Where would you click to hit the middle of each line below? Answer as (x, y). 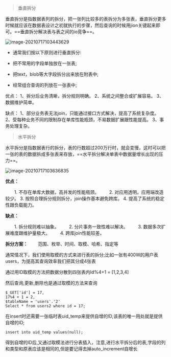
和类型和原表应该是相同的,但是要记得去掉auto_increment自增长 (71, 349)
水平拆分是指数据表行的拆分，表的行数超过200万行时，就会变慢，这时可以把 (86, 148)
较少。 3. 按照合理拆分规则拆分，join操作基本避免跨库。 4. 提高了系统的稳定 (85, 198)
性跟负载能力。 (21, 205)
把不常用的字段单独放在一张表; (45, 63)
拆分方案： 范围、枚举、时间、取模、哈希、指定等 (62, 244)
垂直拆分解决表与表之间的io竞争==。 (58, 32)
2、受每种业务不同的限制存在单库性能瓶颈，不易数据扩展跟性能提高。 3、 (82, 119)
